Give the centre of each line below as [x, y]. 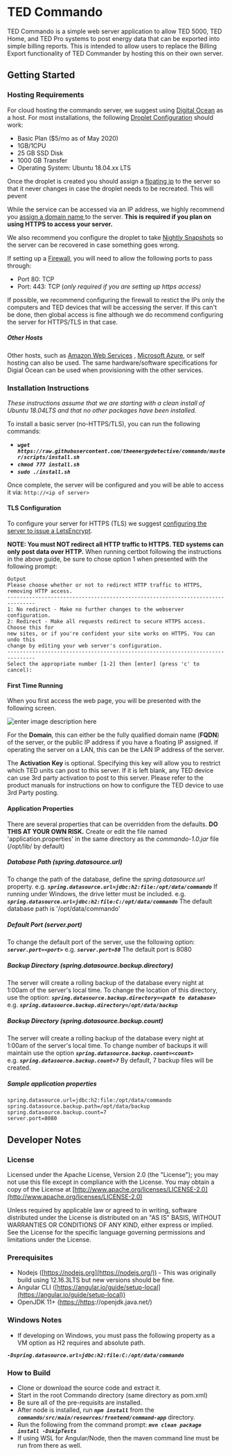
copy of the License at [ [41, 1190]
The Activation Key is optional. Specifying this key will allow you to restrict [114, 763]
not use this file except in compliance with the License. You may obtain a [111, 1182]
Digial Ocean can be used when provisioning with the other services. [105, 370]
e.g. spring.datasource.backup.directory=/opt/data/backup [92, 1005]
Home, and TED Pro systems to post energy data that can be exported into [114, 38]
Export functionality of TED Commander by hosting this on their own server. [115, 53]
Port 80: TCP [36, 279]
